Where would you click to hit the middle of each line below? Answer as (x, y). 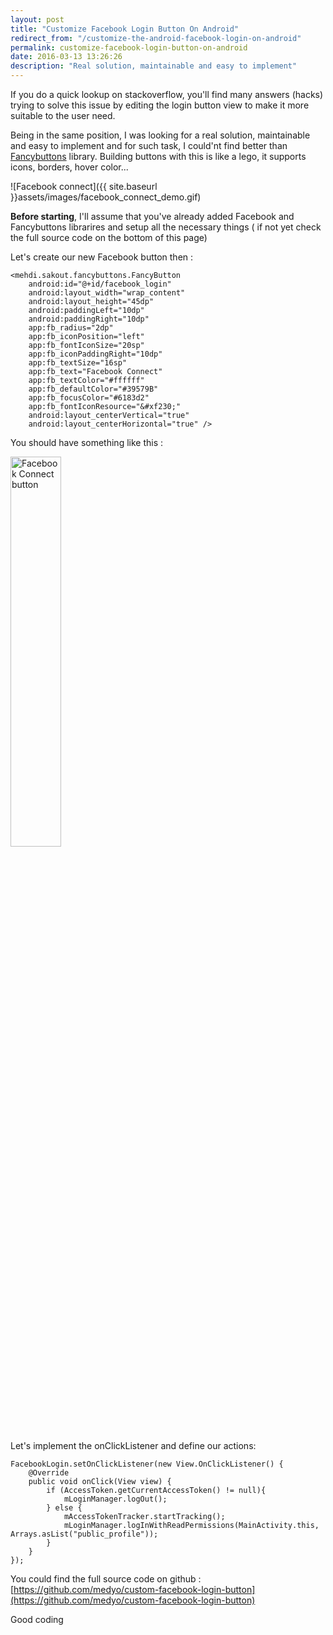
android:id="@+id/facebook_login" (100, 284)
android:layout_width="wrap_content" (107, 293)
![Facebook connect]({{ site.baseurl (84, 186)
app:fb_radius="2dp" (71, 328)
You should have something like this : (87, 442)
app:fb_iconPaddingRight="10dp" (95, 354)
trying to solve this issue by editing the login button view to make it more (160, 105)
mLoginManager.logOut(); (115, 1499)
